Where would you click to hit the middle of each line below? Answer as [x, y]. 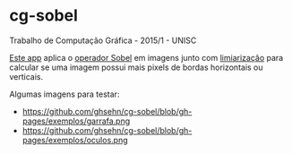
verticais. [26, 76]
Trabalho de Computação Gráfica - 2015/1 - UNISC [103, 40]
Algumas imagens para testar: [64, 94]
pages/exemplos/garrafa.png [76, 121]
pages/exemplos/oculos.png [75, 140]
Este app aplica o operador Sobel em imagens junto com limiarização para [146, 57]
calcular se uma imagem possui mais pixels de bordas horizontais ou [136, 67]
